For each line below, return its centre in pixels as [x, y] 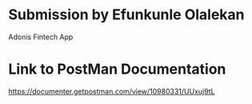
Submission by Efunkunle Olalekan [127, 15]
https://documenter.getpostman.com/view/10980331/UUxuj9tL [112, 91]
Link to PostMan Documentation [117, 69]
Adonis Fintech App [41, 37]
